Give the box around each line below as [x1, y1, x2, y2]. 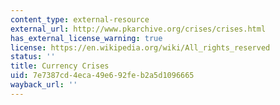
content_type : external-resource [10, 14, 150, 25]
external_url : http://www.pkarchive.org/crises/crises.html [10, 24, 267, 34]
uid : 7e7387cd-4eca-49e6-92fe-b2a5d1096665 [10, 71, 195, 81]
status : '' [10, 52, 56, 62]
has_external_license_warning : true [10, 33, 163, 43]
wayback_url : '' [10, 80, 78, 90]
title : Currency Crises [10, 61, 110, 71]
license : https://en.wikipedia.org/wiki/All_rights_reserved [10, 42, 271, 53]
